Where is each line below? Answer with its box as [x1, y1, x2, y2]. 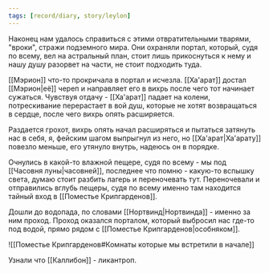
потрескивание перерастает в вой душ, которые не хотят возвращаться [8, 100, 257, 110]
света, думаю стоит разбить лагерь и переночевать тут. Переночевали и [8, 174, 260, 184]
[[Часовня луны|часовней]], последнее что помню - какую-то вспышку [8, 165, 255, 175]
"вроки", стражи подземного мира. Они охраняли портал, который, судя [8, 42, 259, 52]
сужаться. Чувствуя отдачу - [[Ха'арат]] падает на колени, [8, 92, 210, 101]
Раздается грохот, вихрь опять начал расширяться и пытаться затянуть [8, 124, 255, 134]
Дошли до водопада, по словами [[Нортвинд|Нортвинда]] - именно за [8, 206, 251, 217]
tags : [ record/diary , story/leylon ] [8, 11, 131, 20]
